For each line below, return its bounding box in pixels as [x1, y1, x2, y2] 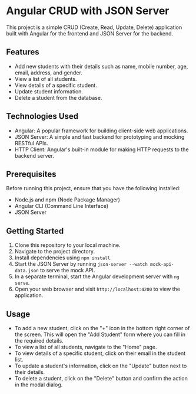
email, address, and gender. [14, 69, 82, 76]
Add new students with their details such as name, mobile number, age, [14, 63, 188, 70]
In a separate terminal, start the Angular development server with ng [14, 273, 180, 280]
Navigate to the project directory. [14, 248, 95, 255]
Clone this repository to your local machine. [14, 242, 121, 249]
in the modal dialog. [14, 381, 63, 388]
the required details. [14, 337, 64, 344]
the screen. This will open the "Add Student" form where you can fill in [14, 331, 185, 338]
